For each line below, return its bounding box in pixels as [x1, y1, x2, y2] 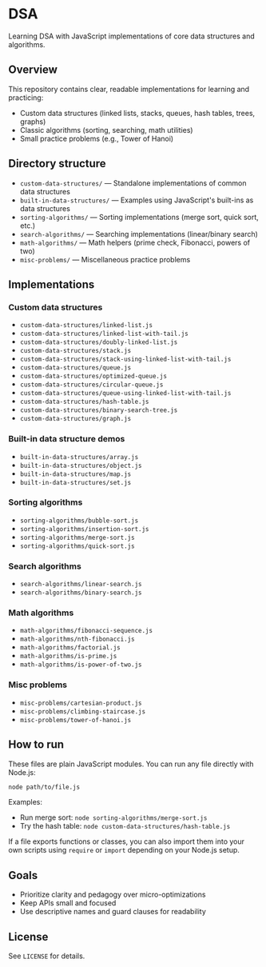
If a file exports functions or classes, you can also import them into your [8, 837, 245, 846]
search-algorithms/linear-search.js [19, 581, 142, 589]
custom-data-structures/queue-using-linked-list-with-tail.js [19, 390, 232, 398]
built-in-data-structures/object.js [19, 462, 142, 470]
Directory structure [8, 157, 106, 170]
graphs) [19, 117, 46, 126]
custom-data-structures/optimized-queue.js [19, 373, 168, 381]
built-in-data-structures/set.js [19, 478, 132, 486]
